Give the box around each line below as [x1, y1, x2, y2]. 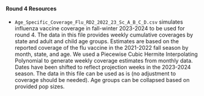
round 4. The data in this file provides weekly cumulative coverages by [14, 31, 194, 39]
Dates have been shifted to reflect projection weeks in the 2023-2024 [14, 64, 191, 71]
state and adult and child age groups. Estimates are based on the [14, 38, 179, 45]
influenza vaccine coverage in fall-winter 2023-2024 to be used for [14, 25, 185, 32]
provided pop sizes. [14, 83, 65, 91]
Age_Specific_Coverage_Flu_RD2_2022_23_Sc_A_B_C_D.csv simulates [14, 18, 183, 26]
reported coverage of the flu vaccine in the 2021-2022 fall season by [14, 44, 189, 52]
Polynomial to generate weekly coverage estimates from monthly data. [14, 57, 194, 64]
